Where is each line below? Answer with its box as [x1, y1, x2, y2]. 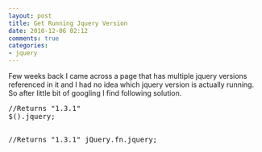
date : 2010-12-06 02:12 [8, 27, 89, 35]
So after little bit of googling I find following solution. [8, 88, 182, 97]
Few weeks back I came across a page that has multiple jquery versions [8, 72, 247, 80]
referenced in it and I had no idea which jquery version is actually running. [8, 80, 255, 89]
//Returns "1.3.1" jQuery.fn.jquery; [8, 135, 158, 144]
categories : [8, 42, 48, 50]
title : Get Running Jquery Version [8, 19, 128, 27]
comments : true [8, 34, 60, 43]
